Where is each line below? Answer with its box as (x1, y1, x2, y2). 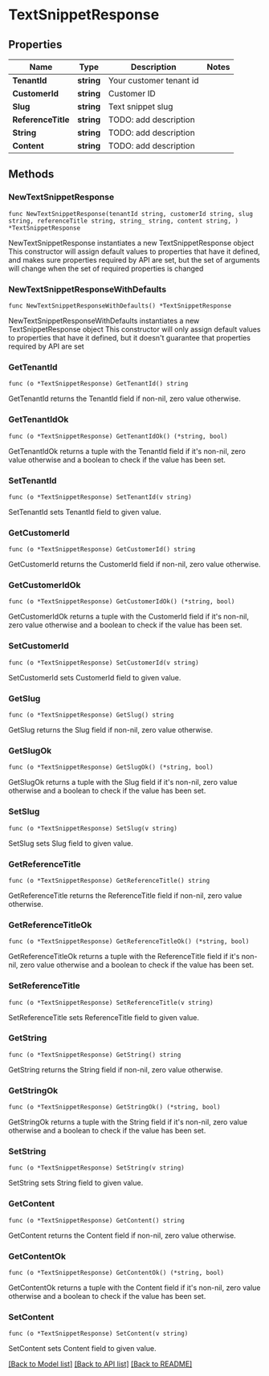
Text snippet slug (108, 101, 173, 112)
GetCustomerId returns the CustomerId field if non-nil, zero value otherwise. (8, 560, 261, 570)
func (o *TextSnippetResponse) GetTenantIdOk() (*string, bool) (8, 432, 228, 440)
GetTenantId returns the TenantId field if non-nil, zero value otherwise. (8, 394, 241, 403)
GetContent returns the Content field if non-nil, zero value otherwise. (8, 1231, 237, 1240)
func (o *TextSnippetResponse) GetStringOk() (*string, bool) (8, 1103, 221, 1112)
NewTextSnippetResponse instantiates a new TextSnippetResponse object (8, 238, 255, 247)
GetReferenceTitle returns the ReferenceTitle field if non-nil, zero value (8, 890, 243, 900)
